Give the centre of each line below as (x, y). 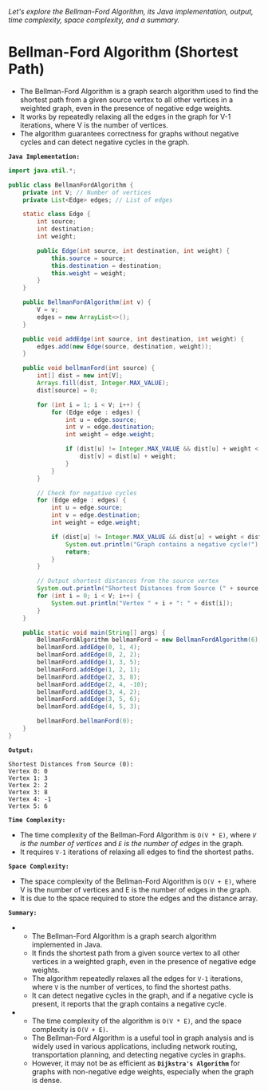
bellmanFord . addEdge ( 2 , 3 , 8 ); (89, 677)
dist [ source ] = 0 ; (67, 390)
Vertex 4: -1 (30, 799)
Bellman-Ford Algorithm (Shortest (123, 52)
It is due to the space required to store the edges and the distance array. (139, 898)
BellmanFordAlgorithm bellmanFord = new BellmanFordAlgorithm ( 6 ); (150, 640)
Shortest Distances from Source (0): (71, 764)
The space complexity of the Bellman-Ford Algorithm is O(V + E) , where (138, 881)
